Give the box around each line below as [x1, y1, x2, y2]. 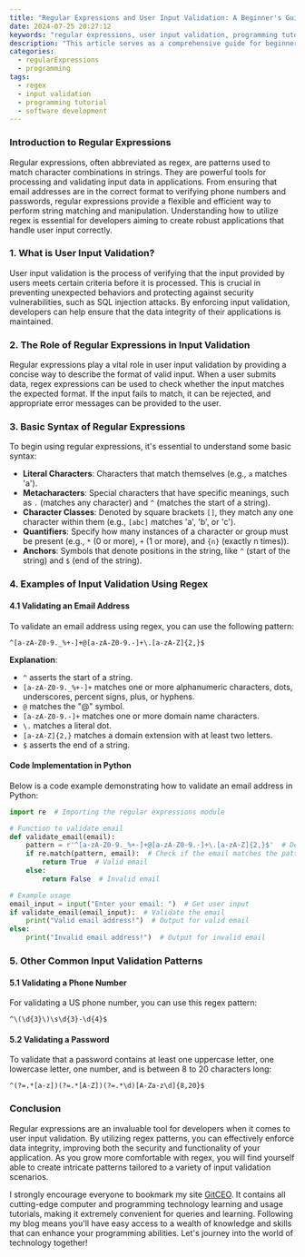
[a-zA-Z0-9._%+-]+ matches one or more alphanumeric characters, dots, [22, 681, 293, 692]
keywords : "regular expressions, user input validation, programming [9, 30, 279, 39]
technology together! [9, 1237, 88, 1248]
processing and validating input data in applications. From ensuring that [9, 176, 278, 187]
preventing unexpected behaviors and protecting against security [9, 287, 254, 298]
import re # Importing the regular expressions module [9, 807, 225, 817]
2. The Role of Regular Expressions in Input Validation [9, 338, 251, 351]
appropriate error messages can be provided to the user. [9, 398, 221, 409]
